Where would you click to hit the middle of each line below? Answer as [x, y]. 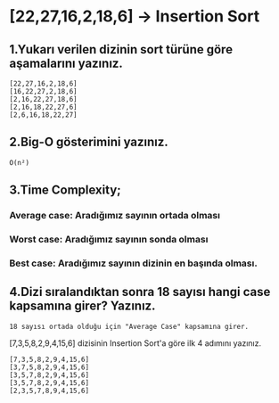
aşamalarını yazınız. [66, 63]
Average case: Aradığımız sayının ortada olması [115, 216]
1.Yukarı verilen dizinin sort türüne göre [121, 49]
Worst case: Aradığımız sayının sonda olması [109, 240]
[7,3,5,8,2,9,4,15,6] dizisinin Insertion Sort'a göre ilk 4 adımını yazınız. [135, 343]
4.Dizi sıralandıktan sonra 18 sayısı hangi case [140, 292]
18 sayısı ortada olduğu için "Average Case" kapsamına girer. [129, 326]
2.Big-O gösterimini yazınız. [89, 142]
